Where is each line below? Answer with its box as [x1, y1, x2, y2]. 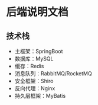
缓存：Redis [14, 63, 44, 69]
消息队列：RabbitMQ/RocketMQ [14, 70, 93, 77]
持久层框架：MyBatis [14, 93, 66, 99]
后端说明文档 [6, 5, 69, 19]
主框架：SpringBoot [14, 48, 63, 55]
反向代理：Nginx [14, 85, 55, 92]
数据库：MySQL [14, 55, 54, 62]
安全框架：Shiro [14, 78, 54, 84]
